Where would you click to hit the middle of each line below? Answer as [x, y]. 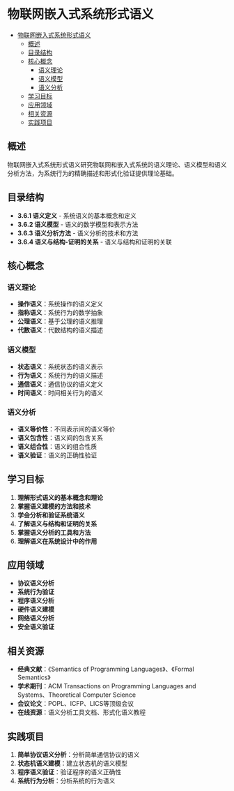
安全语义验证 [36, 627]
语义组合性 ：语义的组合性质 [57, 446]
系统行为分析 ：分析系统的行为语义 [66, 781]
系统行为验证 [36, 592]
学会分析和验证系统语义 [51, 515]
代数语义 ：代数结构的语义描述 [60, 330]
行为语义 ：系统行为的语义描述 [60, 375]
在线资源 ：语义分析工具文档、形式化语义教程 [81, 712]
